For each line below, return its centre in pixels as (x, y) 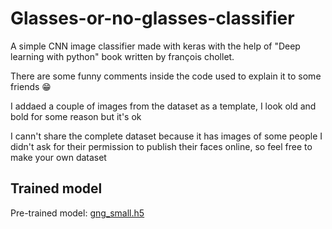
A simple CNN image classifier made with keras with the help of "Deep (155, 46)
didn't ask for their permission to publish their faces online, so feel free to (161, 146)
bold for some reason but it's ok (76, 116)
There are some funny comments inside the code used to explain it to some (166, 76)
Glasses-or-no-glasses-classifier (152, 18)
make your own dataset (58, 157)
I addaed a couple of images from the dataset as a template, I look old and (163, 106)
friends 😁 (31, 86)
